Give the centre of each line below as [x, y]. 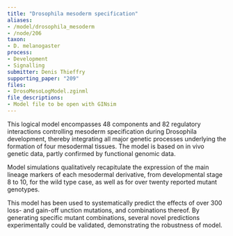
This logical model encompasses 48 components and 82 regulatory [104, 124]
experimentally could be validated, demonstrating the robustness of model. [115, 225]
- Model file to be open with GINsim [62, 104]
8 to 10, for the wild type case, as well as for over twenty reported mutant [112, 182]
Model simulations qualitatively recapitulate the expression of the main [108, 167]
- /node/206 [24, 33]
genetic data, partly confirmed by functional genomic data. [91, 153]
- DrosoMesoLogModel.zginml [48, 91]
